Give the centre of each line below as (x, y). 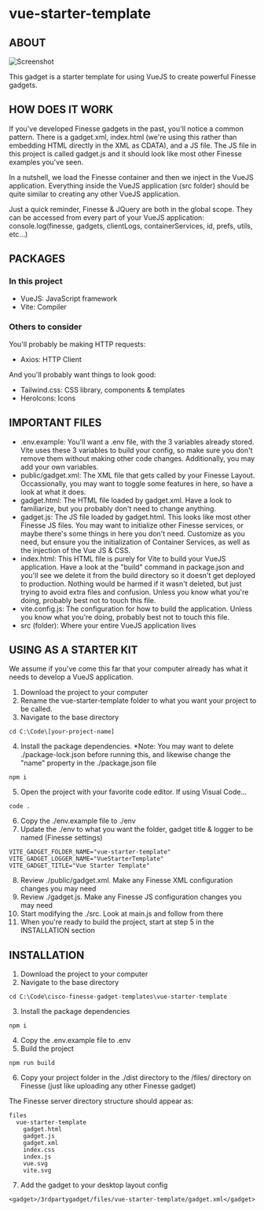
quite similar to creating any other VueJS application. (95, 194)
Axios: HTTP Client (51, 359)
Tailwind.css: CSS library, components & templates (103, 390)
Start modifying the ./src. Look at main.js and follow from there (121, 914)
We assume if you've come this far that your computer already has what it (128, 669)
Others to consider (46, 327)
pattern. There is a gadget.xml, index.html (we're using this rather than (123, 137)
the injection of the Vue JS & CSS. (75, 550)
